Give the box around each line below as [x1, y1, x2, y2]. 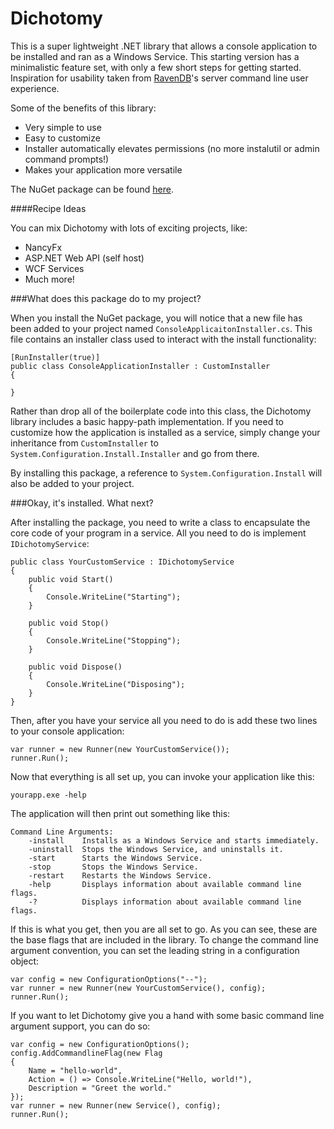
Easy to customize [24, 132, 101, 144]
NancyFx [24, 241, 63, 253]
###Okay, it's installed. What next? [10, 497, 154, 509]
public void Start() [28, 574, 114, 584]
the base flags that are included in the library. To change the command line [10, 933, 320, 946]
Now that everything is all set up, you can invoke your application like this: [10, 770, 315, 782]
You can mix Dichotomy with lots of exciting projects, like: [10, 222, 248, 234]
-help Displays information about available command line [28, 879, 302, 889]
